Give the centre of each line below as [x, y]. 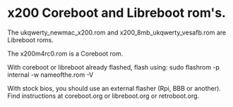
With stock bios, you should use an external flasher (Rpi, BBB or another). [114, 88]
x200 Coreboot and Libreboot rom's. [116, 13]
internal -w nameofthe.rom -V [50, 75]
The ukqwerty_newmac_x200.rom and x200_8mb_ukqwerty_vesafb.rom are [117, 32]
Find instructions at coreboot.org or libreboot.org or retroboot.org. [103, 96]
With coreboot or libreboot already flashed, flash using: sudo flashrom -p [114, 67]
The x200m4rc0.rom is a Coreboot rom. [65, 53]
